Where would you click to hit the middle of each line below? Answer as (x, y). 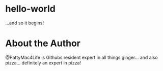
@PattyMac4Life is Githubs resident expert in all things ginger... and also (81, 57)
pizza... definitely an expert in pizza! (43, 63)
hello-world (31, 9)
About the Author (43, 43)
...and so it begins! (25, 23)
